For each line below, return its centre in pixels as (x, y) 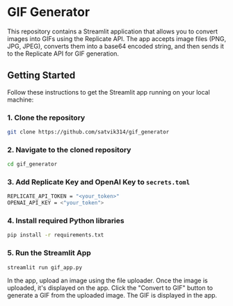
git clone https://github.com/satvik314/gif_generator (88, 132)
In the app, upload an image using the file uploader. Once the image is (107, 281)
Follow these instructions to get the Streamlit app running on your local (109, 92)
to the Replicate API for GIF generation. (63, 54)
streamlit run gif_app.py (45, 267)
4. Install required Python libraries (66, 221)
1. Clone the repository (46, 118)
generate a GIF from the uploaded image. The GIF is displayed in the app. (112, 296)
